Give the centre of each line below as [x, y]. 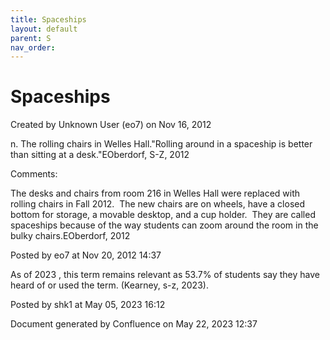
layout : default [44, 29]
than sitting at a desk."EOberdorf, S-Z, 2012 [100, 155]
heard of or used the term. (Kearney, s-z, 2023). [109, 285]
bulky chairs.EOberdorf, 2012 [70, 236]
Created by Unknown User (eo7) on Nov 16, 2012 [111, 125]
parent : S [31, 38]
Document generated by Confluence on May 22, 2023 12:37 [134, 324]
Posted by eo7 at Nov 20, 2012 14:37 [86, 255]
